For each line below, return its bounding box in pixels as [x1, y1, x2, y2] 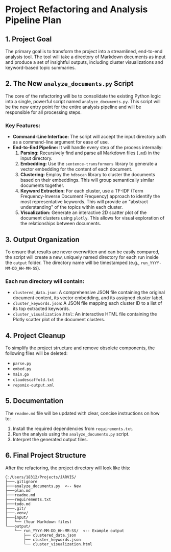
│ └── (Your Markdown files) [5, 519, 72, 524]
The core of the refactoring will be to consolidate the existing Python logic [5, 93, 161, 99]
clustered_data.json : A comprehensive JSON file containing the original [12, 290, 165, 296]
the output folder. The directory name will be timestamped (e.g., [5, 259, 140, 266]
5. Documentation [5, 397, 64, 405]
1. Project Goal [5, 35, 52, 43]
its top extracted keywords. [12, 305, 70, 312]
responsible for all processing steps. [5, 109, 82, 115]
